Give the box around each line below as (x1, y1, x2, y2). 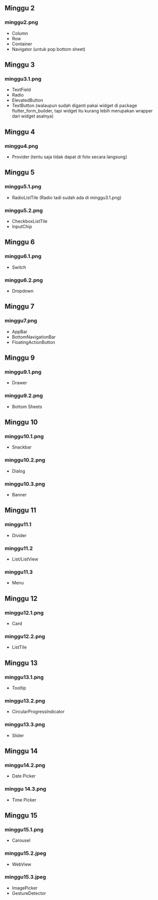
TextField (11, 87, 31, 93)
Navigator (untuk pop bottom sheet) (11, 46, 85, 52)
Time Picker (11, 796, 37, 803)
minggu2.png (4, 19, 38, 26)
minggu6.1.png (4, 253, 42, 260)
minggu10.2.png (4, 456, 46, 463)
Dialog (11, 468, 25, 474)
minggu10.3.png (4, 480, 45, 487)
